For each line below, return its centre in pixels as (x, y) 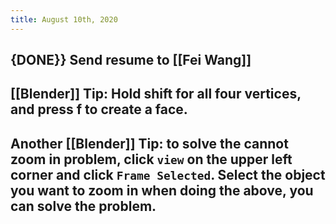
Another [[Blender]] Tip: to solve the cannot (149, 143)
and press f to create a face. (99, 109)
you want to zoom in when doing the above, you (162, 190)
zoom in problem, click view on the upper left (151, 159)
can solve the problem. (83, 206)
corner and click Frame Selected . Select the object (168, 174)
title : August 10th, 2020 (64, 19)
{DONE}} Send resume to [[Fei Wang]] (131, 60)
